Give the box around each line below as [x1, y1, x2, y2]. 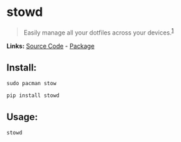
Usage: [6, 111, 39, 123]
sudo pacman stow [6, 80, 57, 87]
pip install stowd [6, 92, 60, 99]
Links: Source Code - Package [6, 42, 95, 50]
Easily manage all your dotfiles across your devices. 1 [23, 27, 174, 37]
